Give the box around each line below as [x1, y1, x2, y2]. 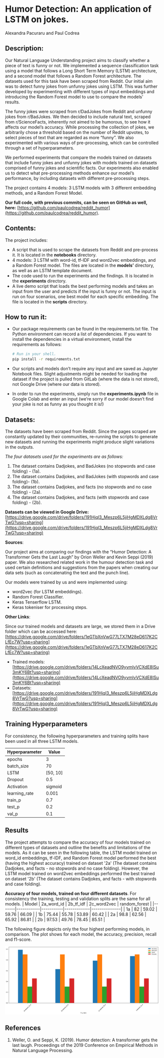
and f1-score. [5, 936, 32, 942]
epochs [7, 756, 22, 762]
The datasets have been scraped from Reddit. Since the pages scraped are [5, 428, 156, 434]
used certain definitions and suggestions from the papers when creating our [5, 564, 159, 570]
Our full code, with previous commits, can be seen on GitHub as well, [5, 200, 147, 205]
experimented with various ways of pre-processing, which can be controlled [5, 140, 159, 146]
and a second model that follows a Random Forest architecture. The [5, 73, 142, 79]
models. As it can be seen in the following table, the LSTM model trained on [5, 850, 157, 856]
